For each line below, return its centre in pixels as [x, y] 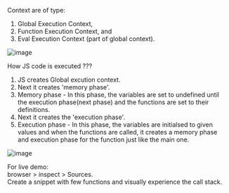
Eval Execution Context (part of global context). [86, 39]
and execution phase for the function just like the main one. [103, 139]
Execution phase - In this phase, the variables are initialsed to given [115, 125]
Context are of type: [36, 10]
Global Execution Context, [55, 24]
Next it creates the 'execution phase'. [71, 117]
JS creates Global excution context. [69, 80]
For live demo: [28, 167]
